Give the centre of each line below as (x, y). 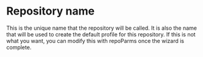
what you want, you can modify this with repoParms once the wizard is (95, 41)
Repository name (51, 11)
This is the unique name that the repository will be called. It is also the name (101, 28)
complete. (19, 47)
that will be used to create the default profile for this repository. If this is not (101, 34)
